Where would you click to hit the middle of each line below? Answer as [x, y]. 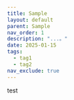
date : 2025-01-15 [32, 45]
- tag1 [23, 58]
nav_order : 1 [26, 33]
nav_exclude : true [33, 71]
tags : [15, 52]
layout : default [30, 20]
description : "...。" [37, 39]
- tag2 [23, 64]
